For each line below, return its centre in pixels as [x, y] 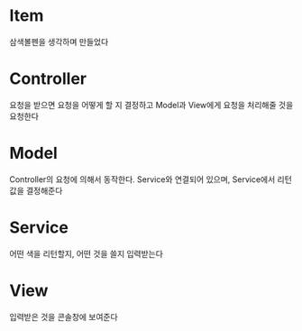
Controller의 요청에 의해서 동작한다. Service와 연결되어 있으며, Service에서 [142, 179]
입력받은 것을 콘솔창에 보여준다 [64, 317]
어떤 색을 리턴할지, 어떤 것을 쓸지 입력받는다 [87, 253]
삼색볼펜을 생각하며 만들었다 [59, 41]
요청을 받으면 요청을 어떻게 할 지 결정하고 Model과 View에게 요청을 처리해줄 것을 [151, 105]
